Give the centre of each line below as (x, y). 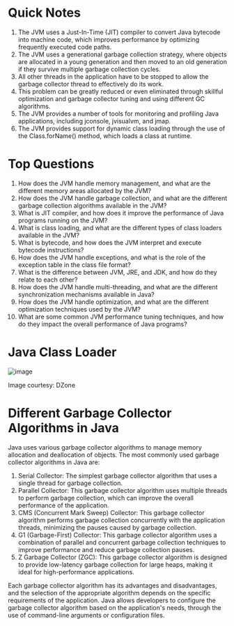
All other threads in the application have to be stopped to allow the (113, 76)
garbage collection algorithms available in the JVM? (92, 205)
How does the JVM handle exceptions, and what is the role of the (112, 257)
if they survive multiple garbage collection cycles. (89, 69)
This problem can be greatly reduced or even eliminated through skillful (120, 91)
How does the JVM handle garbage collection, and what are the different (123, 198)
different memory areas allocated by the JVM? (85, 190)
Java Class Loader (62, 352)
